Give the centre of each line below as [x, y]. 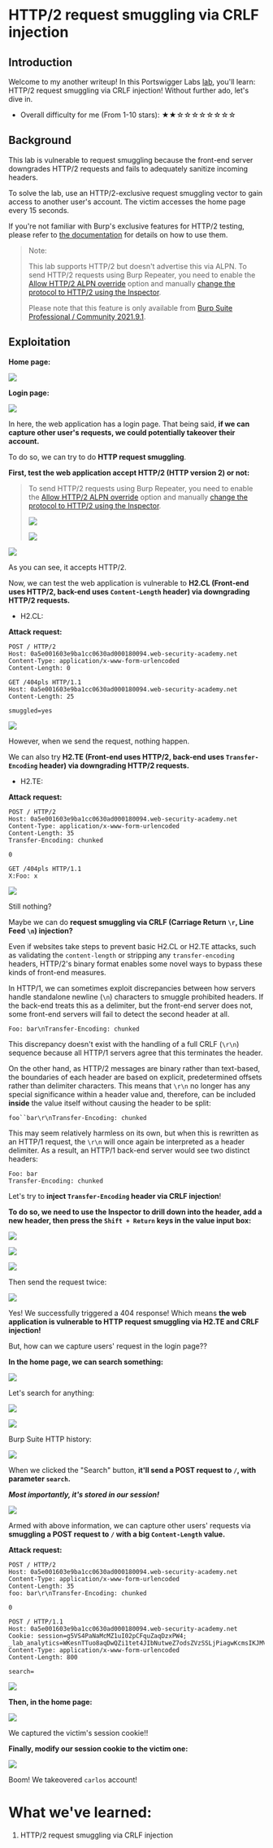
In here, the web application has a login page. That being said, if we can [129, 424]
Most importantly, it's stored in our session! [84, 1494]
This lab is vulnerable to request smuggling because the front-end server [131, 159]
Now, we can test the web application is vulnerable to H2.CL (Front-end [129, 582]
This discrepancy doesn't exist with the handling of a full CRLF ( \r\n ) [124, 1044]
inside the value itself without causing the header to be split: [110, 1103]
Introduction [41, 62]
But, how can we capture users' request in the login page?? [108, 1346]
